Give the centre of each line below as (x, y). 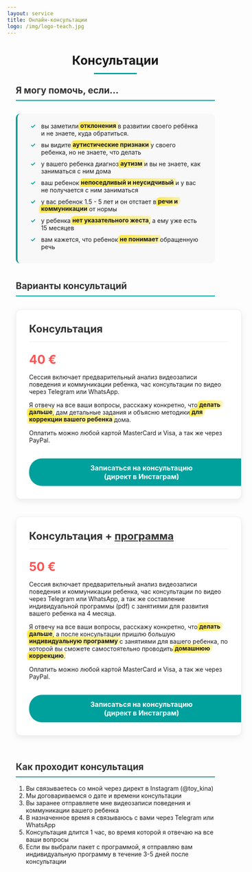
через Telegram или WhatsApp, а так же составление (107, 598)
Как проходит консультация (80, 766)
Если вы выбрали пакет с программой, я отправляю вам (109, 847)
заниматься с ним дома (76, 171)
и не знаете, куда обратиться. (85, 133)
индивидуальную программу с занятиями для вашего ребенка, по (128, 641)
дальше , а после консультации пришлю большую (102, 634)
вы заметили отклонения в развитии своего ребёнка (119, 126)
